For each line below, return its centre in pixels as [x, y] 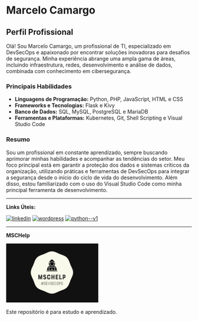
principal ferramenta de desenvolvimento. [57, 190]
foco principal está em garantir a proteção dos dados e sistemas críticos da [98, 165]
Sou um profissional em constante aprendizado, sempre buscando [87, 152]
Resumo [18, 140]
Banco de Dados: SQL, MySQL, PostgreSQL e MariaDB [81, 112]
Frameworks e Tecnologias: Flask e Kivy [65, 105]
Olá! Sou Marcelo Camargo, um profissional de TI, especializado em [88, 46]
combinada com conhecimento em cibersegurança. [69, 71]
